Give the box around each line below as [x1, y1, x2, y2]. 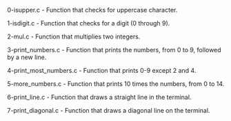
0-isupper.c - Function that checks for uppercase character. [7, 6, 178, 14]
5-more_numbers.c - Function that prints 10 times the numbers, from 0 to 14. [7, 80, 225, 88]
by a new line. [7, 53, 47, 61]
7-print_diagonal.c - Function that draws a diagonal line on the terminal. [7, 107, 210, 114]
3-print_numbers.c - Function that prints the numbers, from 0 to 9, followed [7, 46, 222, 54]
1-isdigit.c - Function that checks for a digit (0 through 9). [7, 19, 170, 27]
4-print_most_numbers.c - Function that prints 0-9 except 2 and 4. [7, 67, 197, 74]
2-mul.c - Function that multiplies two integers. [7, 32, 141, 41]
